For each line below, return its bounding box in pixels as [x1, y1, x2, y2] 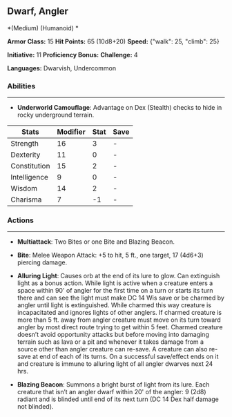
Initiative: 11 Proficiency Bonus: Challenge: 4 [7, 50, 138, 59]
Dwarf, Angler [7, 6, 69, 17]
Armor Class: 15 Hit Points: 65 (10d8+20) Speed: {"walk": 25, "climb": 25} [7, 37, 220, 46]
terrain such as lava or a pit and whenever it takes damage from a [17, 338, 204, 346]
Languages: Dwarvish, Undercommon [7, 64, 116, 72]
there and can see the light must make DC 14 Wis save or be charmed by [17, 293, 224, 302]
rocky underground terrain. [17, 110, 95, 119]
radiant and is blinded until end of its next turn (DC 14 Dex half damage [17, 395, 219, 403]
